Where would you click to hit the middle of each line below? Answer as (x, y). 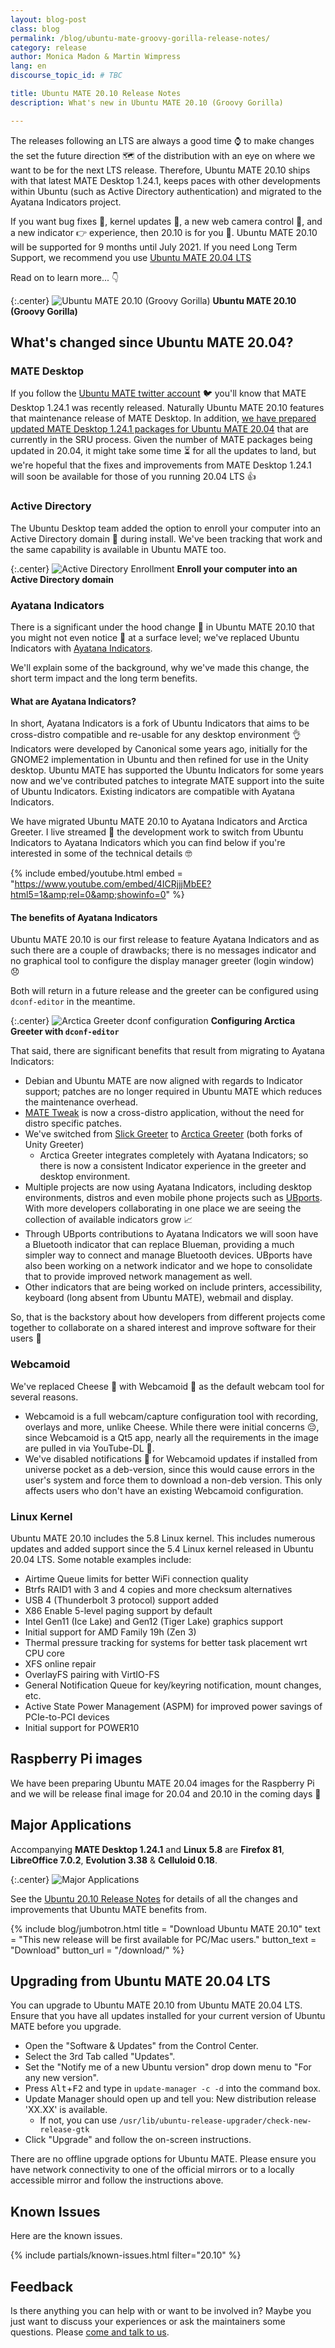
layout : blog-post (48, 19)
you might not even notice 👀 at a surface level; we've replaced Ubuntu (155, 637)
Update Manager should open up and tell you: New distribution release (170, 2099)
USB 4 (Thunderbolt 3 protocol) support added (121, 1600)
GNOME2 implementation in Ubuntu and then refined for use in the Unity (159, 760)
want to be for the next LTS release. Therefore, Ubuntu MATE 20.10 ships (160, 170)
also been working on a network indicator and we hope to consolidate (168, 1266)
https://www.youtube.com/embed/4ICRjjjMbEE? (113, 884)
